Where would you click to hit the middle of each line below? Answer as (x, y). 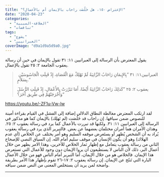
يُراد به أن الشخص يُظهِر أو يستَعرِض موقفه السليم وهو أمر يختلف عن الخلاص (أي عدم (82, 134)
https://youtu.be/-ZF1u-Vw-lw (35, 103)
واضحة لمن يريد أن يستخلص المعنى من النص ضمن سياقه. (57, 165)
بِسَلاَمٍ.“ (24, 79)
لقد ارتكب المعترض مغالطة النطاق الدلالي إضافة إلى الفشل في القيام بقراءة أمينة (79, 113)
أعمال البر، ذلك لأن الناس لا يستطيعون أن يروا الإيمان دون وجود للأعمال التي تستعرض (82, 149)
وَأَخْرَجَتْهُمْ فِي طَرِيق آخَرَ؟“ (41, 94)
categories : (17, 19)
